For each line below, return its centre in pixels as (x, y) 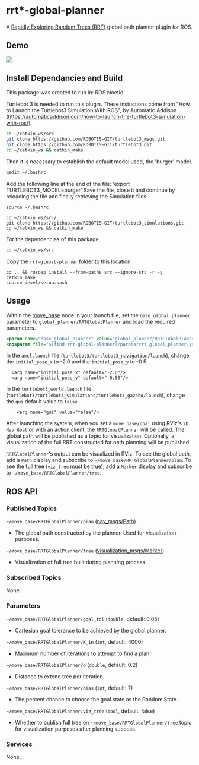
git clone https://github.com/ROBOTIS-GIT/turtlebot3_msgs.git (86, 139)
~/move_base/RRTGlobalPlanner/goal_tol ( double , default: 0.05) (83, 619)
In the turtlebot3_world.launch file (49, 389)
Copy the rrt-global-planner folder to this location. (69, 261)
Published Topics (32, 508)
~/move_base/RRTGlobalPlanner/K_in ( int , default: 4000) (75, 641)
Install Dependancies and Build (65, 78)
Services (19, 744)
